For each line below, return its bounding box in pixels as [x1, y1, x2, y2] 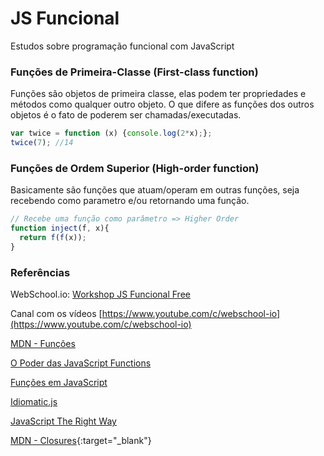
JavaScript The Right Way [10, 415, 117, 427]
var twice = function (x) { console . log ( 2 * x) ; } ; [10, 128, 213, 139]
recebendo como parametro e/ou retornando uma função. [10, 195, 250, 207]
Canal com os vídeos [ [10, 308, 103, 320]
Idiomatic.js [10, 396, 58, 408]
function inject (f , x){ [10, 223, 110, 234]
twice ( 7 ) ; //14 [10, 138, 74, 148]
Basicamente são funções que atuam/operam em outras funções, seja [10, 184, 300, 196]
